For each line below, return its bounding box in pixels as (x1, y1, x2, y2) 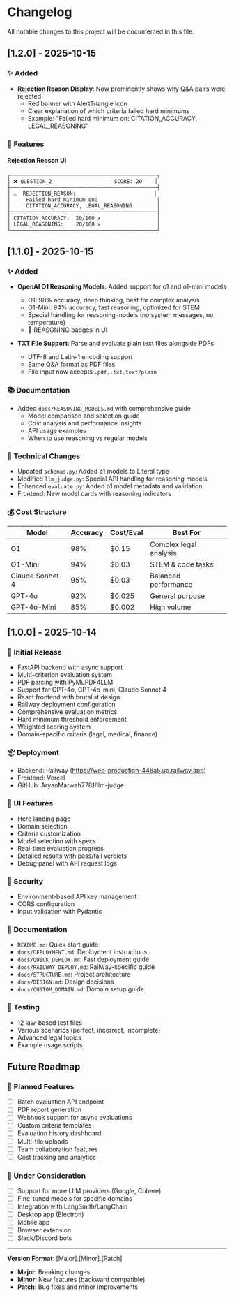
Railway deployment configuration (17, 700, 116, 709)
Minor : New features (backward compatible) (17, 1276, 146, 1284)
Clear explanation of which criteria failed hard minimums (27, 106, 190, 115)
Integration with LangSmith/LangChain (17, 1202, 128, 1211)
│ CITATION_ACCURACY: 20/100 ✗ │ (7, 214, 160, 221)
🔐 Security (7, 876, 44, 886)
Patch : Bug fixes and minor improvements (17, 1283, 138, 1291)
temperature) (27, 319, 66, 327)
